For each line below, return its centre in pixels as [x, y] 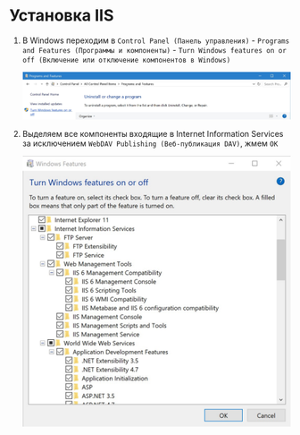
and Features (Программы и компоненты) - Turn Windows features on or [154, 49]
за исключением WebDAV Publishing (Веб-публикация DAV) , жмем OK [150, 143]
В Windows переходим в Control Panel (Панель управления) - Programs [156, 40]
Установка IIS [62, 16]
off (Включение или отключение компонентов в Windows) [126, 60]
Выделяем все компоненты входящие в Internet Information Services [153, 134]
